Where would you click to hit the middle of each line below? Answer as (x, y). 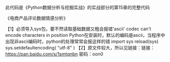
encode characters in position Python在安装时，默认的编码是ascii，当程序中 (85, 35)
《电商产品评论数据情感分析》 (37, 18)
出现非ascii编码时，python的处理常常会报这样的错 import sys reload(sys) (82, 41)
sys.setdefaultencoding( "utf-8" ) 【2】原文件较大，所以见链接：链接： (80, 48)
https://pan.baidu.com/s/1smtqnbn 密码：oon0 (54, 54)
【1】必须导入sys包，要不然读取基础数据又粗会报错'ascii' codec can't (78, 29)
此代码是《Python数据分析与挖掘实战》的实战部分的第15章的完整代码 (78, 7)
